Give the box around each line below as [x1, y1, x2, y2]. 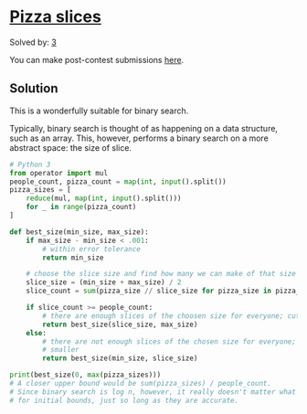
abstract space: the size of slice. [9, 142, 132, 153]
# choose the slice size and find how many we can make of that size [26, 270, 297, 279]
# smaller [42, 345, 79, 355]
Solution [9, 80, 58, 97]
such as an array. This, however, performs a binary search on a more [9, 133, 270, 143]
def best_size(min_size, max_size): [9, 227, 149, 237]
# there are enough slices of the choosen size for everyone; [42, 311, 284, 321]
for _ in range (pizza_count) [26, 203, 137, 212]
